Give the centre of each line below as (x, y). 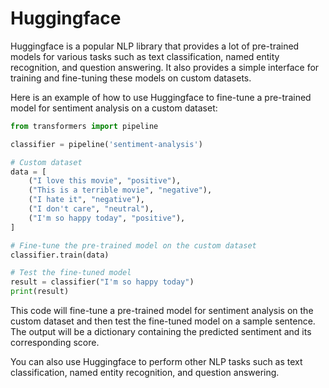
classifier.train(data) (60, 255)
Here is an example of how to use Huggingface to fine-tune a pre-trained (161, 97)
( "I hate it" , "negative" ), (86, 200)
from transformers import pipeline (84, 126)
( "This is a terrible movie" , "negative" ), (120, 190)
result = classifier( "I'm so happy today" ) (102, 282)
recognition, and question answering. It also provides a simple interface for (165, 67)
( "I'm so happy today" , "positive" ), (107, 218)
